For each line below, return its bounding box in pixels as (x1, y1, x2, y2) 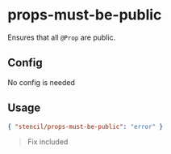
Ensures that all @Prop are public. (7, 32, 116, 42)
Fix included (27, 137, 69, 147)
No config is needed (7, 77, 76, 87)
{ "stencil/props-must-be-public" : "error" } (7, 122, 163, 130)
